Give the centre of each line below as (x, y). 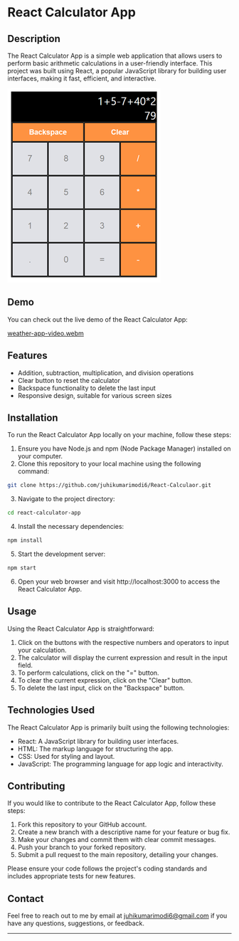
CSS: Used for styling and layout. (66, 756)
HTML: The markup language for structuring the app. (95, 749)
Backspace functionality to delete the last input (87, 388)
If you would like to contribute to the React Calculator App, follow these (112, 803)
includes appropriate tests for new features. (71, 876)
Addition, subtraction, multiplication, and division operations (106, 373)
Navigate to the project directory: (66, 499)
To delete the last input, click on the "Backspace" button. (101, 688)
